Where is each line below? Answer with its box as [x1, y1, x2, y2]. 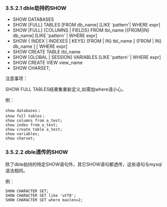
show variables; [5, 131, 40, 137]
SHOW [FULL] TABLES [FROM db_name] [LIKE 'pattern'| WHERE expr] [12, 22, 160, 28]
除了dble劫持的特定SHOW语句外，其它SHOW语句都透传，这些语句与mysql [5, 161, 162, 167]
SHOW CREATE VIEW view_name [12, 60, 83, 66]
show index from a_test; [5, 123, 58, 128]
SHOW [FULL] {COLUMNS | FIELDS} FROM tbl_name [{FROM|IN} [12, 27, 150, 34]
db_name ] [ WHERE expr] [12, 43, 68, 49]
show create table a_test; [5, 127, 63, 132]
